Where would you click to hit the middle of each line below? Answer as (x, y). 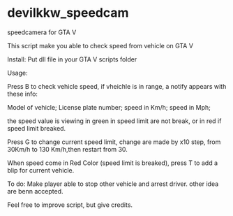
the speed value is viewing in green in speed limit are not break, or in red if (114, 121)
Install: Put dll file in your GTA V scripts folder (72, 59)
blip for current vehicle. (41, 170)
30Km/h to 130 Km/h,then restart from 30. (67, 149)
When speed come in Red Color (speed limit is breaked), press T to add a (113, 163)
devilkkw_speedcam (68, 13)
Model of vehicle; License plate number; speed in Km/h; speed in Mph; (109, 107)
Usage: (17, 73)
